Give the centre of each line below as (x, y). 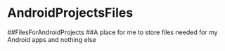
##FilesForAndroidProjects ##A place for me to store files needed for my (112, 32)
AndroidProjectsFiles (70, 13)
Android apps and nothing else (52, 39)
